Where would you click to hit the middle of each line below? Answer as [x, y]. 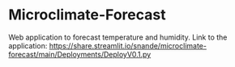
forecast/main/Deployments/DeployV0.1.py [80, 54]
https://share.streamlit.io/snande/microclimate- [128, 45]
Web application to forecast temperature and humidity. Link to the [118, 37]
